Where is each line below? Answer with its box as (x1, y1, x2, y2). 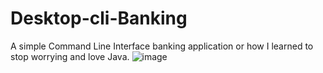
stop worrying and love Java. (10, 50, 130, 62)
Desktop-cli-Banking (10, 7, 188, 30)
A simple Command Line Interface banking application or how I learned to (10, 40, 314, 52)
